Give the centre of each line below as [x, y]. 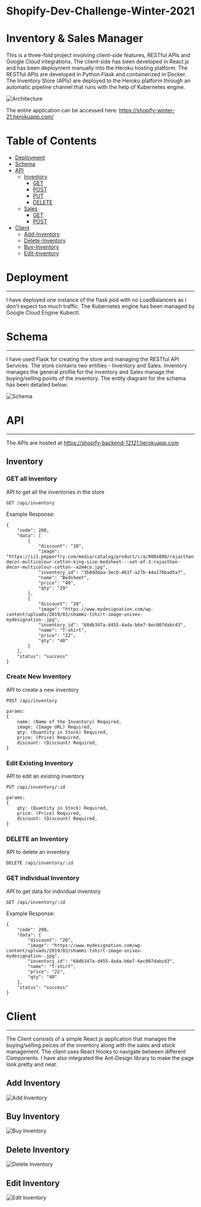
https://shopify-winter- [147, 110]
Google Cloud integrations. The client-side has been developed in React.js [98, 62]
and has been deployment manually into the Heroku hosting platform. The [97, 68]
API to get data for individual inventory [54, 891]
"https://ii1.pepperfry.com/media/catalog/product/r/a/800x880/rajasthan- [101, 557]
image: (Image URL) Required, [55, 727]
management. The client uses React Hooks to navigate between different [96, 1051]
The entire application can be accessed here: [62, 110]
